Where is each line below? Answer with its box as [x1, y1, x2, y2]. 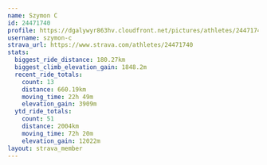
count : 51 [22, 115, 55, 123]
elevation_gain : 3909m [22, 100, 97, 108]
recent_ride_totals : [14, 71, 83, 79]
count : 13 [22, 78, 55, 86]
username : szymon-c [7, 33, 73, 42]
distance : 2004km [22, 122, 80, 130]
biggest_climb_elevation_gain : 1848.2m [14, 63, 147, 71]
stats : [7, 48, 29, 56]
